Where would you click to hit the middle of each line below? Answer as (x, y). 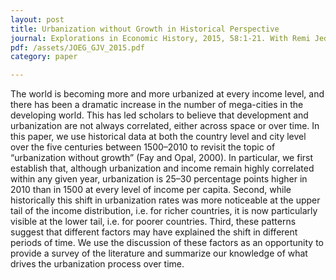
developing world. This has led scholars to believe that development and (159, 115)
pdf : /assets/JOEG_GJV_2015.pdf (77, 47)
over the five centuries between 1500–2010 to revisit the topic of (143, 147)
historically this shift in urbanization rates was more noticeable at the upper (165, 200)
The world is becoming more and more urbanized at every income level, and (167, 94)
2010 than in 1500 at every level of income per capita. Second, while (151, 190)
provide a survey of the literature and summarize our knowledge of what (159, 253)
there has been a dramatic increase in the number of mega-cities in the (157, 105)
